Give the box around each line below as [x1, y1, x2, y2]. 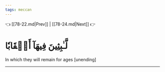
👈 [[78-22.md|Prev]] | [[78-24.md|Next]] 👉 [5, 21, 96, 27]
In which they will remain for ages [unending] [5, 56, 97, 62]
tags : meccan [5, 7, 32, 12]
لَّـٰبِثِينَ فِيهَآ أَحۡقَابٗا [5, 40, 68, 51]
